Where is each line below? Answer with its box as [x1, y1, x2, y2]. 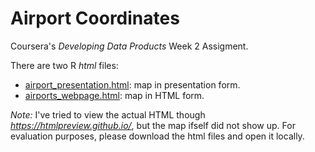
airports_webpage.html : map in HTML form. [24, 89, 205, 101]
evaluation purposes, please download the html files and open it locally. [10, 130, 305, 142]
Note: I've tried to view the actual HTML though [10, 108, 206, 121]
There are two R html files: [10, 59, 119, 71]
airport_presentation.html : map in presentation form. [24, 78, 241, 91]
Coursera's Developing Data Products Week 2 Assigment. [10, 40, 249, 52]
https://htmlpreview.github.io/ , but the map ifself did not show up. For [10, 119, 296, 131]
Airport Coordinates [10, 7, 180, 30]
